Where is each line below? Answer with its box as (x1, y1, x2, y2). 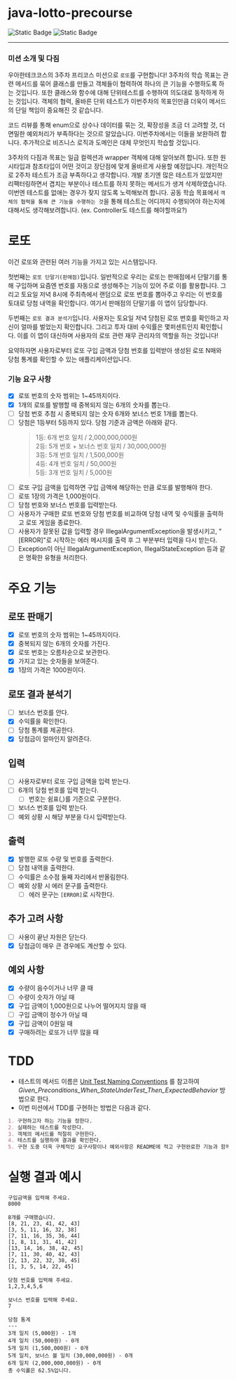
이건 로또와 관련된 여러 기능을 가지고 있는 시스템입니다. (8, 258, 158, 266)
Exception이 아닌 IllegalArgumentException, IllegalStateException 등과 (18, 545, 218, 553)
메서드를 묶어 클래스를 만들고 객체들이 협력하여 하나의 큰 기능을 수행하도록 (15, 79, 218, 88)
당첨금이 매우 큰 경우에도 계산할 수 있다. (18, 941, 127, 950)
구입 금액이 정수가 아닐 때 (18, 1010, 88, 1019)
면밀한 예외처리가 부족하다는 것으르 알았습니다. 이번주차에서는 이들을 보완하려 (8, 130, 220, 138)
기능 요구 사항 (8, 374, 52, 384)
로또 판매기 (8, 611, 53, 623)
